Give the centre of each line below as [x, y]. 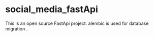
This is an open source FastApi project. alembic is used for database [77, 23]
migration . [17, 28]
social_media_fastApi [52, 9]
